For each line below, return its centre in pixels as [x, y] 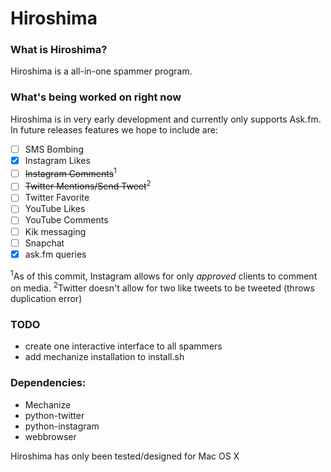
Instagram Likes [57, 160]
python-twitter [54, 415]
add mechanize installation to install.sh [104, 357]
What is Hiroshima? [59, 50]
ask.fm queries [55, 254]
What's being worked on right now [96, 97]
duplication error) [46, 299]
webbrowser [50, 436]
